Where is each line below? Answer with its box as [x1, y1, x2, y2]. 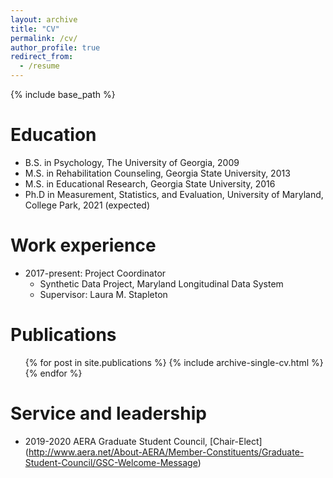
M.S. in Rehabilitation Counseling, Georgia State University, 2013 [24, 167, 291, 179]
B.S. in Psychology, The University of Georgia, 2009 [24, 156, 240, 168]
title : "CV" [10, 24, 60, 34]
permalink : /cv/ [10, 33, 78, 43]
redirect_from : [10, 52, 74, 62]
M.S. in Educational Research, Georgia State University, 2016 [24, 177, 276, 190]
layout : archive [10, 14, 78, 25]
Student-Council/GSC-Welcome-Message [24, 456, 198, 468]
